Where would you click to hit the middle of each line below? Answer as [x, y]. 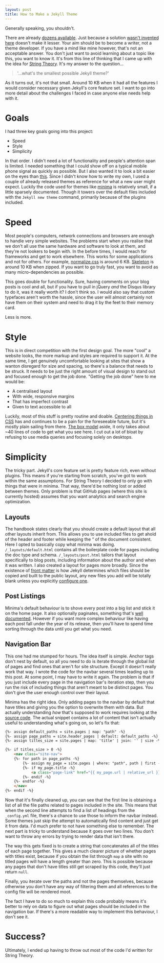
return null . [17, 872]
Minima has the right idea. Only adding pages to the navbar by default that [80, 702]
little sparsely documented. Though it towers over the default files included [81, 192]
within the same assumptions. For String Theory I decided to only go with [79, 481]
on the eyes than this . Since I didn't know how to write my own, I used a [77, 176]
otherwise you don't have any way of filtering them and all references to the [81, 887]
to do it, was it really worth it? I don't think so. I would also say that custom [80, 292]
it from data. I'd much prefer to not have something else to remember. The [80, 826]
